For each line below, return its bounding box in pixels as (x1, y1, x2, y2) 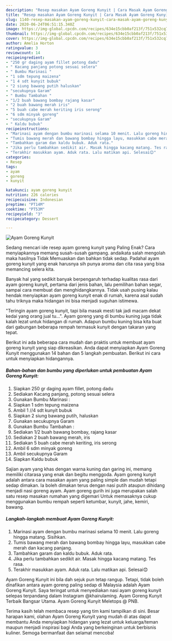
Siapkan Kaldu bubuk (13, 456, 58, 462)
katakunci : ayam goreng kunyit (6, 187, 72, 193)
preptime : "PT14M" (6, 202, 45, 207)
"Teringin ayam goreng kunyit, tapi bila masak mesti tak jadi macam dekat (6, 307, 161, 314)
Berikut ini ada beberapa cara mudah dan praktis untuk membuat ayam (6, 339, 155, 345)
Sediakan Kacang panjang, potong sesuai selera (13, 391, 115, 397)
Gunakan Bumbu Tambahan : (13, 423, 75, 430)
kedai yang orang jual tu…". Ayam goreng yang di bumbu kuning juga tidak (6, 313, 162, 319)
